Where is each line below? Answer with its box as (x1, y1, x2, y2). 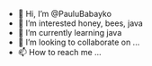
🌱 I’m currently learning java (17, 28, 122, 37)
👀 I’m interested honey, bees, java (17, 18, 144, 29)
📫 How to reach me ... (17, 47, 102, 57)
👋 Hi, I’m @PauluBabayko (17, 9, 112, 19)
